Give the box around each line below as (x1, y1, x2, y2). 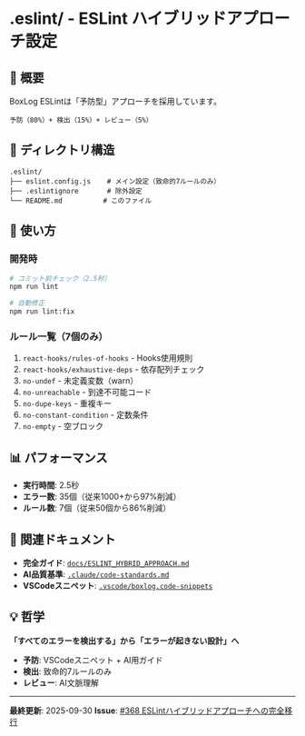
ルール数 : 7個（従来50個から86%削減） (22, 502, 171, 513)
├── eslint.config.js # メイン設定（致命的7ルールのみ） (9, 176, 221, 186)
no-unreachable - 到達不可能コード (22, 387, 152, 398)
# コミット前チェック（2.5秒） (9, 274, 112, 283)
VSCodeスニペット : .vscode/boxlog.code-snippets (22, 580, 213, 591)
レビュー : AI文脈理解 (22, 677, 100, 688)
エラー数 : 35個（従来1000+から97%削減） (22, 492, 182, 502)
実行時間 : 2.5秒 (22, 480, 80, 491)
